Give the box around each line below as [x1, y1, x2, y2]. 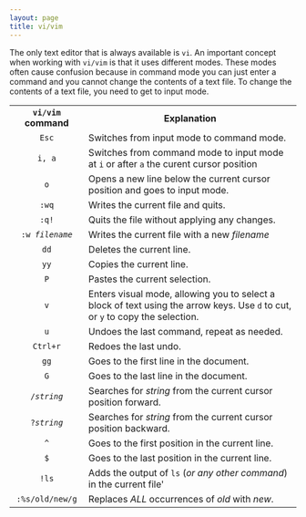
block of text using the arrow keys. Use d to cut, [87, 298, 291, 311]
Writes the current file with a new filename [87, 228, 270, 241]
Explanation [163, 111, 217, 124]
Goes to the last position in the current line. [87, 451, 272, 464]
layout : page [9, 13, 59, 23]
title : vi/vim [9, 22, 64, 31]
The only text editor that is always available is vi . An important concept [9, 47, 277, 57]
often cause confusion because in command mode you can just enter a [9, 66, 277, 78]
